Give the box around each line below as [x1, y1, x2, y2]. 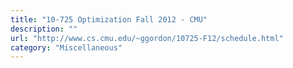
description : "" [10, 24, 78, 34]
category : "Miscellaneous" [10, 42, 123, 53]
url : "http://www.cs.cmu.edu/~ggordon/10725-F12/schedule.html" [10, 33, 284, 43]
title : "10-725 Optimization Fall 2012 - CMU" [10, 14, 208, 25]
